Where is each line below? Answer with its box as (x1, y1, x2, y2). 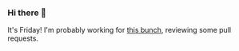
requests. (7, 33, 39, 43)
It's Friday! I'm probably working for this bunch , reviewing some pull (7, 25, 232, 35)
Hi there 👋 (7, 7, 47, 18)
